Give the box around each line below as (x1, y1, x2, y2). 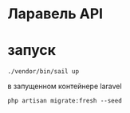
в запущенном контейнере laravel (7, 81, 122, 92)
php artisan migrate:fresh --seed (7, 97, 123, 105)
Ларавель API (7, 5, 104, 23)
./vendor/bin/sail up (7, 68, 80, 76)
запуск (7, 41, 57, 60)
